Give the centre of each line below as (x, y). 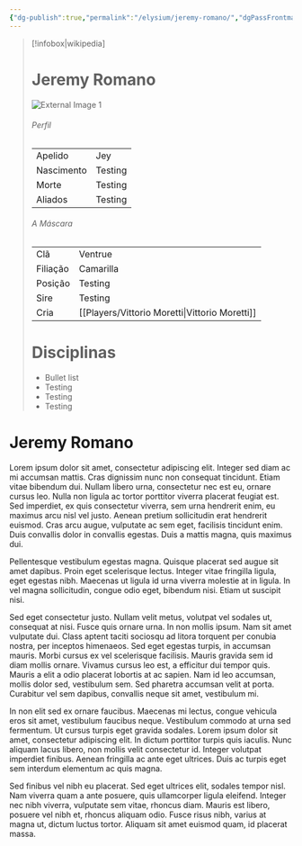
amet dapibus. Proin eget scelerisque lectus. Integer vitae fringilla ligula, (143, 571)
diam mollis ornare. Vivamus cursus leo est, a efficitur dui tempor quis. (140, 665)
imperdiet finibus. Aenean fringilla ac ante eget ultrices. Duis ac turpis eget (148, 759)
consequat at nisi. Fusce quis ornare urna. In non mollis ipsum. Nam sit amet (151, 626)
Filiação (52, 268)
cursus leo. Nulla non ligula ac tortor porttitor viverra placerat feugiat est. (144, 496)
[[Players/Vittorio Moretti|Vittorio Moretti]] (168, 312)
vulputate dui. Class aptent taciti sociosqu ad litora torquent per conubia (143, 636)
